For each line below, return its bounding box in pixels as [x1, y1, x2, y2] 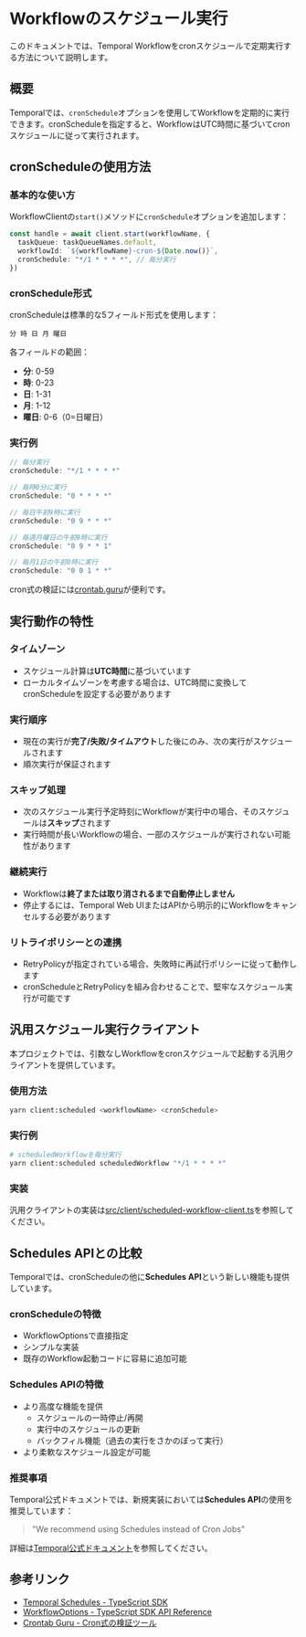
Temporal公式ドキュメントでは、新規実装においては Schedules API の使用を [9, 1494, 293, 1505]
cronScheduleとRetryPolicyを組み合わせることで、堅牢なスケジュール [22, 981, 285, 992]
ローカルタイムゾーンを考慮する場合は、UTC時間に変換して [22, 677, 248, 688]
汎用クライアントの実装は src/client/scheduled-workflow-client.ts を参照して [9, 1205, 294, 1216]
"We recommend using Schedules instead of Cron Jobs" [31, 1524, 245, 1535]
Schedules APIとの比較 [9, 1245, 142, 1261]
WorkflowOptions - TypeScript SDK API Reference [22, 1606, 213, 1617]
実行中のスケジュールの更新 [36, 1423, 141, 1434]
